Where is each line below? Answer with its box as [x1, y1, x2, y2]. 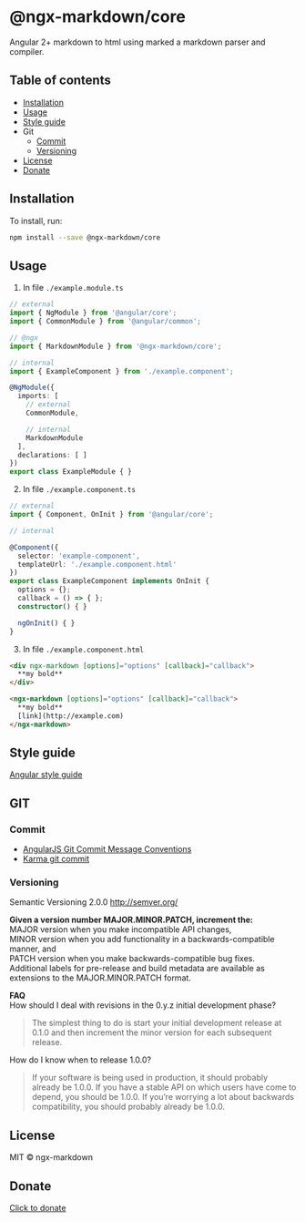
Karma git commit [22, 854, 90, 865]
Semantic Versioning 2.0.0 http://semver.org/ [9, 897, 178, 908]
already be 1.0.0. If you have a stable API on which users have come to [31, 1082, 297, 1093]
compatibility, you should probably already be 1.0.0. [31, 1101, 226, 1113]
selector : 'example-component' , [17, 551, 141, 560]
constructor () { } [17, 601, 88, 611]
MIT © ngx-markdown [9, 1152, 94, 1163]
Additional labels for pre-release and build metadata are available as [9, 963, 266, 974]
